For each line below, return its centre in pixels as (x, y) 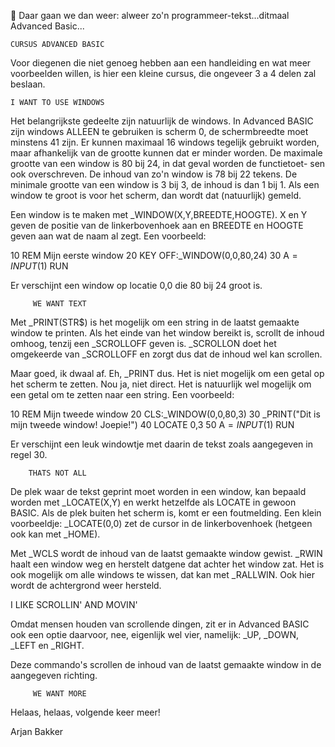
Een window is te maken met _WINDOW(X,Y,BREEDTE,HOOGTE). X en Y (159, 214)
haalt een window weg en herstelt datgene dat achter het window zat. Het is (167, 564)
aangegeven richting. (54, 675)
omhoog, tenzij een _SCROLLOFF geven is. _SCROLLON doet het (143, 343)
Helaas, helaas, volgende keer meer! (85, 712)
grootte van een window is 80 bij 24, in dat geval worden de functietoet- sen (168, 163)
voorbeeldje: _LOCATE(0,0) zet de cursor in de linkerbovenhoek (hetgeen (161, 523)
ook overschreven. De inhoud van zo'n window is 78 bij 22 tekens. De (154, 174)
